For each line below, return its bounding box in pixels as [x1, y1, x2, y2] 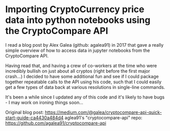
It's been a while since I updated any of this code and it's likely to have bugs [5, 94, 165, 100]
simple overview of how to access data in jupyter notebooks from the [5, 47, 150, 53]
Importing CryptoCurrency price [5, 4, 145, 15]
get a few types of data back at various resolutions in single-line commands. [5, 84, 165, 90]
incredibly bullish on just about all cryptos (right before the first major [5, 68, 150, 74]
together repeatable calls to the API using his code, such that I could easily [5, 79, 162, 85]
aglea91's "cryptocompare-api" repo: [64, 114, 143, 120]
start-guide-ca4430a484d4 [5, 114, 64, 120]
